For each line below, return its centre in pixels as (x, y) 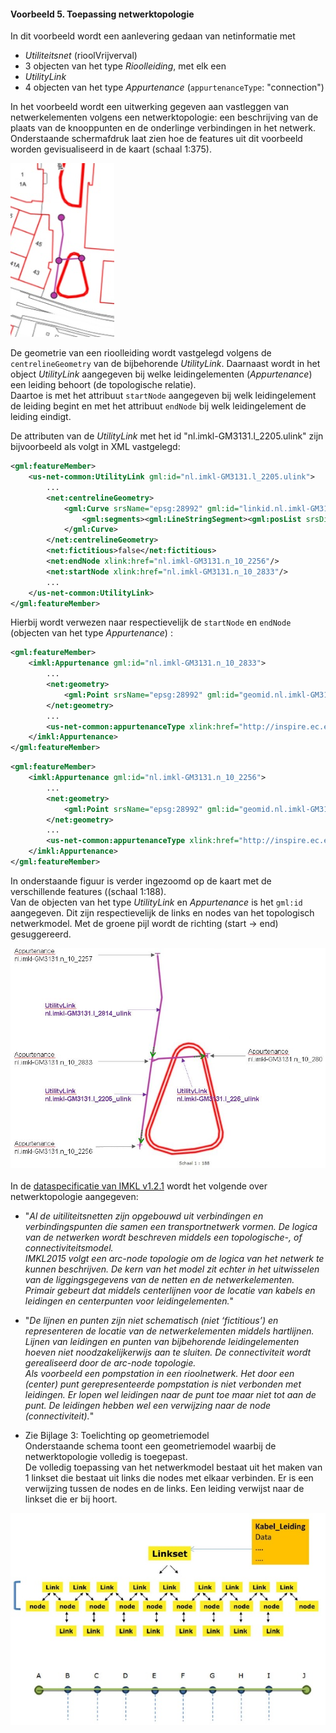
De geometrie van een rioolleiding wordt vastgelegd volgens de (141, 353)
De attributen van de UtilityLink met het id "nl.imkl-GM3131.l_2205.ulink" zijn (167, 436)
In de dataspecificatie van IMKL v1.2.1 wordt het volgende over (139, 1186)
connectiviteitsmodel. (69, 1248)
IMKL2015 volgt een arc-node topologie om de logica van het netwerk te (174, 1259)
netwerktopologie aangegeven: (74, 1197)
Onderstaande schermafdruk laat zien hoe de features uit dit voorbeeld (156, 139)
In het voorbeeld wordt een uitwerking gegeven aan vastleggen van (150, 107)
